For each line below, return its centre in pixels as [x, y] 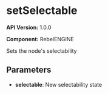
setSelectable [42, 11]
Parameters [29, 70]
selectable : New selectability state [58, 84]
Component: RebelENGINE [40, 39]
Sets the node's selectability [42, 51]
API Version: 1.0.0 [29, 27]
